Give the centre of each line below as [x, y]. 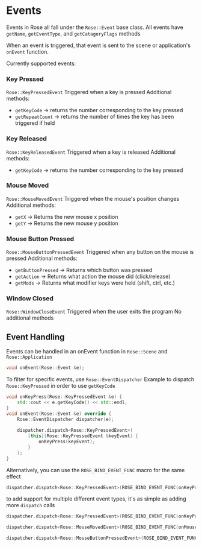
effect [14, 476]
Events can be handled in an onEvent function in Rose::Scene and [87, 352]
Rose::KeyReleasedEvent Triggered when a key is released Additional [91, 152]
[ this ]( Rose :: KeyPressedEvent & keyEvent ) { [83, 436]
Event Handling [35, 337]
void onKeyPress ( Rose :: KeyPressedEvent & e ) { [64, 397]
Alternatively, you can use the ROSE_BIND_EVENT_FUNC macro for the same [96, 470]
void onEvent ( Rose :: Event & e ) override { [59, 414]
